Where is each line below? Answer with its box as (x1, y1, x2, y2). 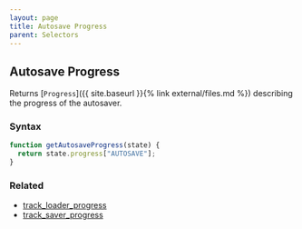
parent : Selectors (9, 30, 79, 39)
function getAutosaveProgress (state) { (9, 141, 161, 150)
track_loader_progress (22, 200, 107, 211)
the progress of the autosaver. (9, 97, 122, 109)
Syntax (9, 120, 42, 133)
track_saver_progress (22, 210, 104, 221)
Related (9, 179, 44, 192)
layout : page (9, 13, 59, 23)
